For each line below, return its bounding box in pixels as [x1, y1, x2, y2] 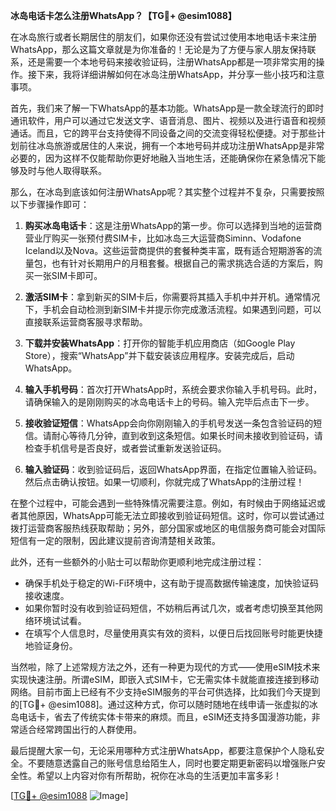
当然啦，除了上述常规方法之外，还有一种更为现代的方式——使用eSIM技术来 [10, 661, 321, 673]
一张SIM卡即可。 [33, 270, 103, 281]
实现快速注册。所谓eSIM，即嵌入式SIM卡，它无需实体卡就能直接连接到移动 [10, 674, 319, 685]
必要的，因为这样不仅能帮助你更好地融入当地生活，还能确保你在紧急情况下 [10, 152, 317, 164]
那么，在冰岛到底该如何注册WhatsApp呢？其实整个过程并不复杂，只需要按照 [10, 186, 325, 198]
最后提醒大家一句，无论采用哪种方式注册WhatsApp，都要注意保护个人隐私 [10, 745, 317, 756]
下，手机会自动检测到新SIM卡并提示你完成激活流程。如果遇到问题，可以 [24, 304, 322, 315]
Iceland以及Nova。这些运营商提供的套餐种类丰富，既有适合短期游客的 [24, 245, 314, 256]
